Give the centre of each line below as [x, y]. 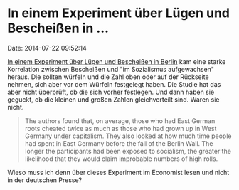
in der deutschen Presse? [45, 180]
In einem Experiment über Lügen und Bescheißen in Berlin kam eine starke [117, 61]
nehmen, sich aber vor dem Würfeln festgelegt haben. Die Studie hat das [114, 84]
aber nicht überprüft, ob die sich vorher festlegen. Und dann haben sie [111, 92]
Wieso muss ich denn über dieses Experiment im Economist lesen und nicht [118, 172]
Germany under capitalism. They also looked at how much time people [128, 136]
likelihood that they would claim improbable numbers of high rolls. [121, 159]
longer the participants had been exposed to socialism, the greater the [128, 151]
